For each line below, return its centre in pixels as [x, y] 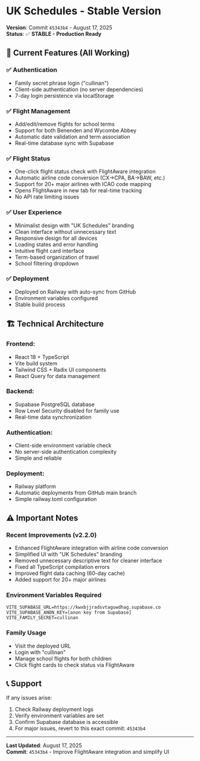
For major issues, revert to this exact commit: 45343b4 [80, 728]
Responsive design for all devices [56, 238]
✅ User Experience [34, 212]
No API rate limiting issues [47, 197]
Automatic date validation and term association [72, 137]
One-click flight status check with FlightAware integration [85, 172]
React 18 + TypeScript [42, 357]
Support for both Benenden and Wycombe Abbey [76, 130]
